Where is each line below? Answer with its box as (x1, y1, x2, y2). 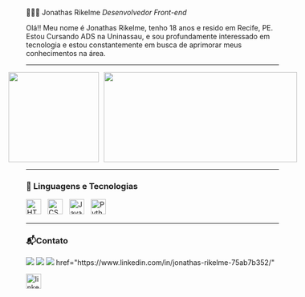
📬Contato (26, 235, 68, 247)
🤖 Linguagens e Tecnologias (26, 180, 138, 191)
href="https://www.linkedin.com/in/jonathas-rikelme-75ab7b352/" (55, 257, 275, 267)
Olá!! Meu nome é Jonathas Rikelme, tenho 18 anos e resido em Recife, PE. (26, 23, 274, 32)
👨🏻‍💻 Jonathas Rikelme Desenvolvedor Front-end (26, 8, 188, 17)
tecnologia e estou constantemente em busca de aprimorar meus (26, 40, 242, 50)
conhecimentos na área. (26, 49, 106, 58)
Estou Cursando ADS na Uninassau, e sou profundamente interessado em (26, 32, 270, 41)
